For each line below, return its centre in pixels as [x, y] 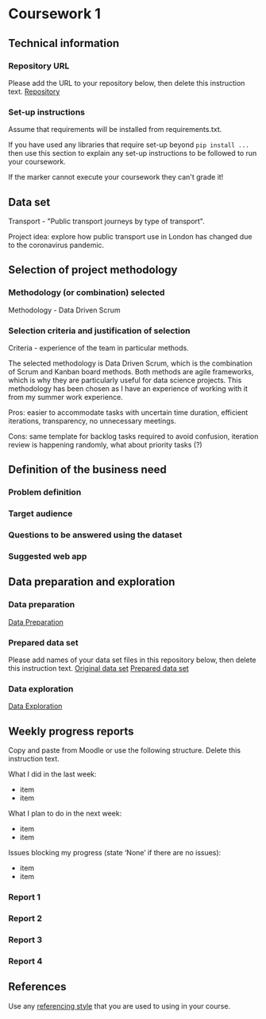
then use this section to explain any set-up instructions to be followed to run [133, 153]
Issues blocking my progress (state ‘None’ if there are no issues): [115, 853]
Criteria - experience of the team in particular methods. [98, 347]
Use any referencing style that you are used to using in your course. [120, 1005]
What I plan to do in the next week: [65, 814]
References [37, 987]
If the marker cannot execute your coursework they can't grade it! [116, 177]
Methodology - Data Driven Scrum [64, 310]
